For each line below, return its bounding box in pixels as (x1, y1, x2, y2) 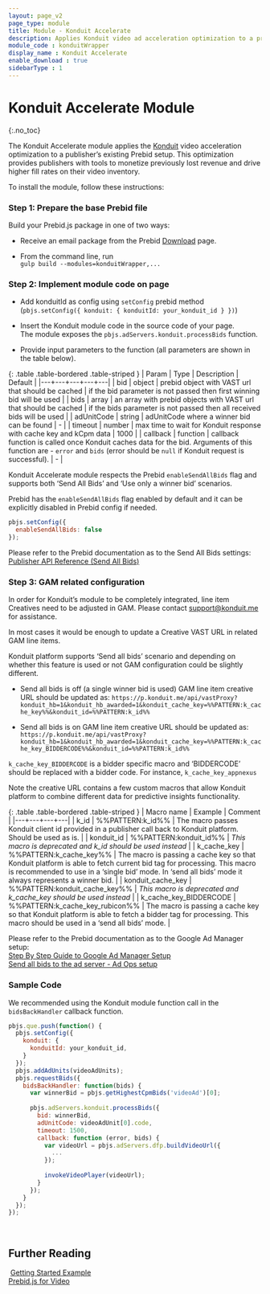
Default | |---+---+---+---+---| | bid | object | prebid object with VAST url (8, 378, 252, 387)
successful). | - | (8, 455, 63, 465)
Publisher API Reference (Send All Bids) (8, 556, 140, 566)
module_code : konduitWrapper (8, 42, 110, 50)
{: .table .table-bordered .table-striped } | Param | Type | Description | (8, 369, 239, 379)
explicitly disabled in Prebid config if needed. (8, 503, 158, 513)
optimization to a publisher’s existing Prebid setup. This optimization (8, 149, 235, 159)
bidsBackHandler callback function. (8, 1006, 124, 1016)
